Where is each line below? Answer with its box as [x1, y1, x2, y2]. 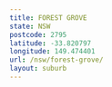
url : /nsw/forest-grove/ [9, 55, 104, 64]
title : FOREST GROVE [9, 13, 88, 23]
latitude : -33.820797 [9, 38, 92, 48]
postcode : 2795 [9, 30, 67, 39]
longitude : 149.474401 [9, 47, 96, 56]
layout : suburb [9, 64, 67, 73]
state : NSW [9, 22, 51, 31]
